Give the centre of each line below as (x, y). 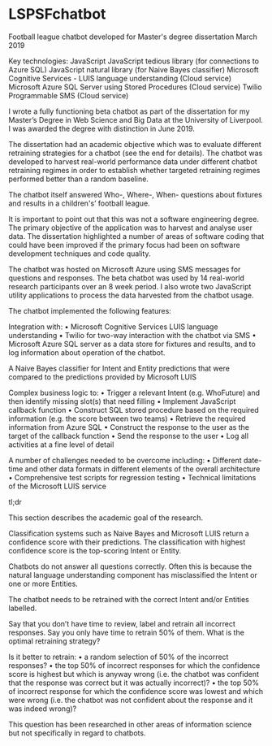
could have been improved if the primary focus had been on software (125, 245)
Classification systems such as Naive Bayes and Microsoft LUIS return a (129, 533)
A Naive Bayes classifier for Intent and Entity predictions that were (119, 368)
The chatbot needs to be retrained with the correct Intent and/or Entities (129, 599)
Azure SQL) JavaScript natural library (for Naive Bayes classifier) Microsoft (134, 69)
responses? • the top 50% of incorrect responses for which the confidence (134, 665)
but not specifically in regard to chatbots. (77, 733)
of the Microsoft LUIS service (58, 486)
